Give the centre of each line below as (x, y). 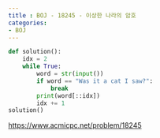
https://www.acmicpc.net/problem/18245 (75, 125)
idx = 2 (35, 59)
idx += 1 (51, 103)
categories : (28, 23)
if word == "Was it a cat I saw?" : (95, 81)
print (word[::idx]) (69, 95)
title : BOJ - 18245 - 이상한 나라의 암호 (72, 15)
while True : (42, 67)
